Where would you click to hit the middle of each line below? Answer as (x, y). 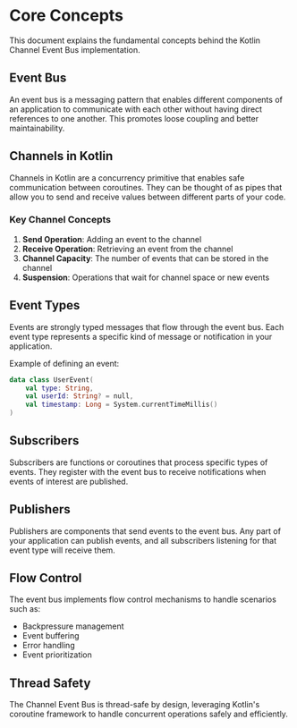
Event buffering (51, 636)
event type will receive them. (63, 550)
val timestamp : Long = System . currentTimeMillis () (122, 405)
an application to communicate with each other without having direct (136, 109)
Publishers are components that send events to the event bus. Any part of (145, 531)
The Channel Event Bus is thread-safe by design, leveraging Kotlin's (135, 705)
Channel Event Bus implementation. (75, 49)
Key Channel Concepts (60, 220)
